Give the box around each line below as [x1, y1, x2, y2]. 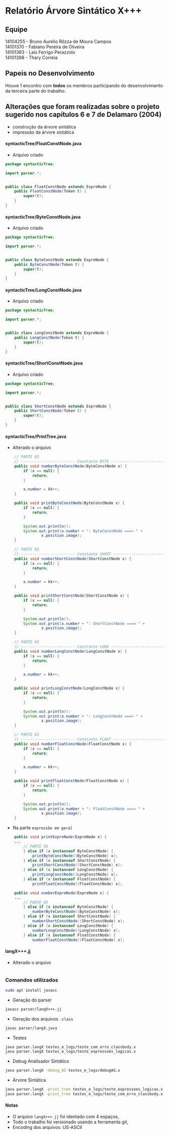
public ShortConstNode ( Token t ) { [14, 408, 87, 413]
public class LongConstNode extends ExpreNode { [5, 331, 109, 336]
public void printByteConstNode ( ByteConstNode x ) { [14, 500, 125, 506]
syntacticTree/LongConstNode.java [5, 287, 82, 293]
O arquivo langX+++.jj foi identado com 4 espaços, [12, 1114, 120, 1120]
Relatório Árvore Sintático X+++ [5, 5, 142, 17]
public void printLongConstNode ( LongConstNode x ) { [14, 686, 125, 691]
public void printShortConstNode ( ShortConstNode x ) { [14, 593, 129, 598]
